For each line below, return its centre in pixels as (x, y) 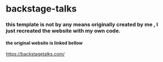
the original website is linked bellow (44, 43)
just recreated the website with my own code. (63, 31)
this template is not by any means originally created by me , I (82, 25)
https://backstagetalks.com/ (35, 54)
